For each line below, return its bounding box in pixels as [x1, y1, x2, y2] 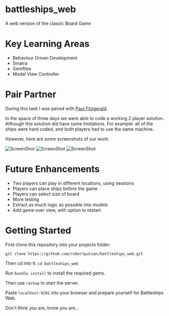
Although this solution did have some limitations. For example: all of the [5, 121, 153, 127]
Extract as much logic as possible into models [12, 202, 108, 208]
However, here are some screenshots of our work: [5, 136, 109, 142]
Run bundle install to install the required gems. [5, 270, 106, 276]
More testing [12, 196, 39, 202]
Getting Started [5, 224, 72, 236]
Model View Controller [12, 71, 60, 77]
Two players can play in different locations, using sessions [12, 180, 134, 186]
